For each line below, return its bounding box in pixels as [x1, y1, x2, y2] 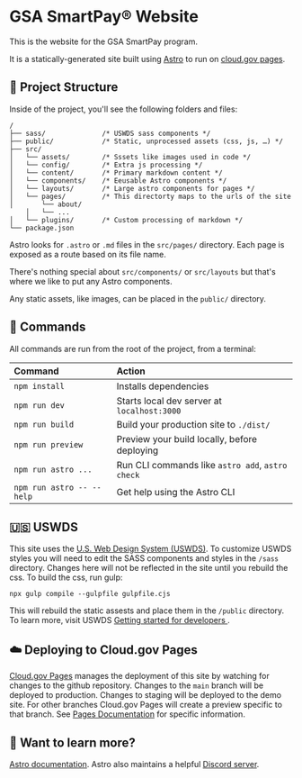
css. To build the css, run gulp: [9, 572, 123, 583]
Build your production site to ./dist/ [116, 418, 271, 430]
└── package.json [9, 223, 75, 232]
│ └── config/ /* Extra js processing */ [9, 160, 203, 169]
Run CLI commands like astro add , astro [116, 458, 288, 471]
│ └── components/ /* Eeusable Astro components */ [9, 176, 227, 185]
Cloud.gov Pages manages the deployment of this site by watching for [9, 671, 270, 682]
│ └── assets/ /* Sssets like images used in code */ [9, 152, 252, 161]
